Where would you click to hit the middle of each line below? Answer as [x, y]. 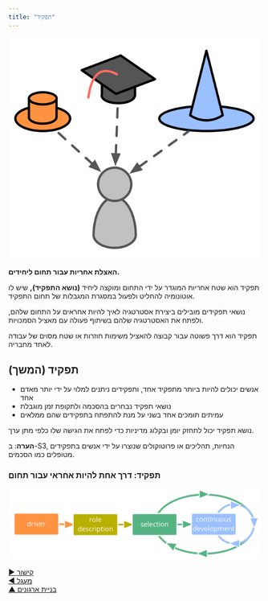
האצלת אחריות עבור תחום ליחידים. [64, 272]
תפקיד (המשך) [44, 370]
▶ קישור [21, 572]
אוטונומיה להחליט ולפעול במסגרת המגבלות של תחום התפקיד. [102, 296]
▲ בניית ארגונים [32, 589]
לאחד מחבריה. [31, 344]
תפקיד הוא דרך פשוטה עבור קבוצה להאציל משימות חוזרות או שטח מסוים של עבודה [133, 336]
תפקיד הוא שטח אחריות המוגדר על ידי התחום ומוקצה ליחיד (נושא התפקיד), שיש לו [134, 288]
